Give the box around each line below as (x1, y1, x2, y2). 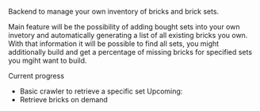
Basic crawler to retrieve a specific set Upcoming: (19, 86, 183, 96)
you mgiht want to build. (8, 55, 87, 65)
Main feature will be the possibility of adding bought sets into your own (8, 22, 240, 31)
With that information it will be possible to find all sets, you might (8, 39, 220, 48)
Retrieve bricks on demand (19, 95, 109, 104)
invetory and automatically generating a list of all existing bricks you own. (8, 31, 248, 40)
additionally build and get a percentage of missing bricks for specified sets (8, 48, 252, 56)
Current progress (8, 71, 65, 80)
